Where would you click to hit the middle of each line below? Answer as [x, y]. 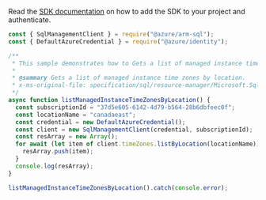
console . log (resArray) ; [54, 166]
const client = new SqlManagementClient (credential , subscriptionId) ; [134, 130]
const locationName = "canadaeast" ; [76, 115]
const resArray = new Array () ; [67, 137]
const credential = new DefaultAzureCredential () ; [101, 122]
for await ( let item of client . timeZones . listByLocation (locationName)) [138, 144]
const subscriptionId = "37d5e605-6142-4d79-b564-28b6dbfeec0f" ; [125, 107]
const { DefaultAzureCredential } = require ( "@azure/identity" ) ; [118, 42]
